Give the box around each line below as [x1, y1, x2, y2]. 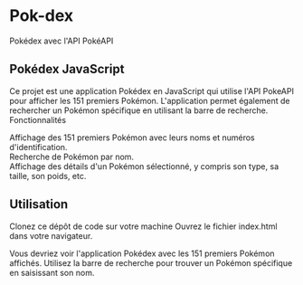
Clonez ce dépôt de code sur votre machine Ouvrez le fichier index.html [9, 221, 278, 232]
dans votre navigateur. [9, 230, 93, 241]
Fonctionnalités [9, 114, 66, 125]
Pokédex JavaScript [9, 62, 125, 77]
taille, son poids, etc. [9, 170, 87, 181]
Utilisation [9, 196, 69, 213]
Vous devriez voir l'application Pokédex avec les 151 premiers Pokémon [9, 248, 275, 259]
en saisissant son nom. [9, 267, 95, 278]
